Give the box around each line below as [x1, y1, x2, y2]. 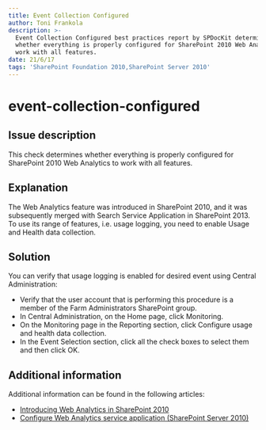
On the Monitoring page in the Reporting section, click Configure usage [19, 320, 253, 329]
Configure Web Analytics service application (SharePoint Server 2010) [19, 413, 249, 423]
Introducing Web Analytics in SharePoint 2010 [19, 405, 169, 414]
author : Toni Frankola [8, 19, 83, 27]
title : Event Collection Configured [8, 11, 129, 20]
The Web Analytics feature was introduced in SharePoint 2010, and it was [8, 202, 248, 211]
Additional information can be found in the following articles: [8, 390, 205, 399]
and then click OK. [19, 345, 81, 355]
